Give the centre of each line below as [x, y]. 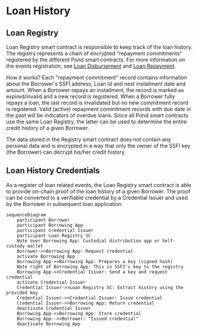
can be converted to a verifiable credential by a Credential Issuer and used [97, 198]
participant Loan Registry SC [54, 236]
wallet [35, 246]
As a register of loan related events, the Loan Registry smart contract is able [99, 185]
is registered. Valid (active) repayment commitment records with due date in [98, 109]
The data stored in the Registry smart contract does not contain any [89, 139]
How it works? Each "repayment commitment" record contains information [97, 77]
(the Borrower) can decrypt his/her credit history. [66, 152]
